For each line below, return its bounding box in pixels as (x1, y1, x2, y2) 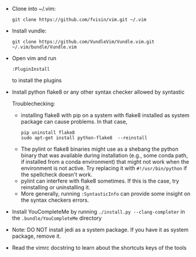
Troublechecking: (11, 100, 56, 107)
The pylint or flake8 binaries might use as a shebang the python (20, 145, 179, 153)
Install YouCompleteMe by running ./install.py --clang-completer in (11, 208, 185, 215)
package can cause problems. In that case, (20, 118, 128, 125)
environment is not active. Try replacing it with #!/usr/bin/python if (20, 165, 187, 172)
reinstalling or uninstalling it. (20, 184, 91, 191)
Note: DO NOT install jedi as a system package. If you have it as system (11, 226, 189, 233)
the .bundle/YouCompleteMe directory (11, 214, 102, 222)
